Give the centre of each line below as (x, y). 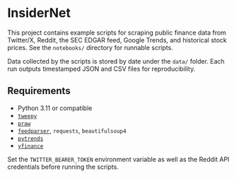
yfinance (30, 146)
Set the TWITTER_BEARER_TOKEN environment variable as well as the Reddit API (118, 159)
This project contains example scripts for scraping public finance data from (117, 32)
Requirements (39, 91)
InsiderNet (39, 13)
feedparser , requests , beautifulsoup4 (72, 130)
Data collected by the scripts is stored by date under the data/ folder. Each (116, 61)
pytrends (30, 138)
